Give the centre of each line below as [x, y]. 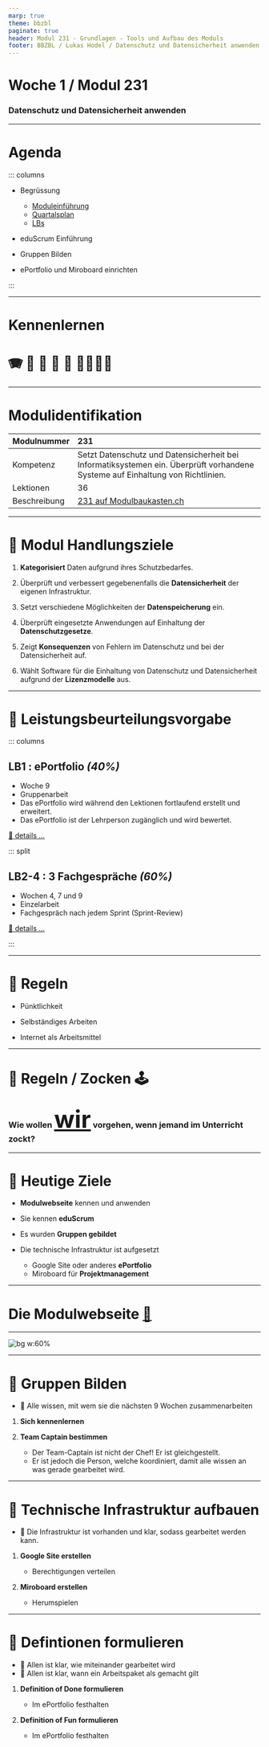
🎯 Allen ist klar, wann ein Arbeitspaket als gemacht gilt [109, 1674]
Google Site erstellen [56, 1556]
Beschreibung [39, 500]
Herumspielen [55, 1602]
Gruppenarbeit [44, 794]
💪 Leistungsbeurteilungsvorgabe [120, 719]
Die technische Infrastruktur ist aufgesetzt [89, 1250]
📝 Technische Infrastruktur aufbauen [134, 1510]
